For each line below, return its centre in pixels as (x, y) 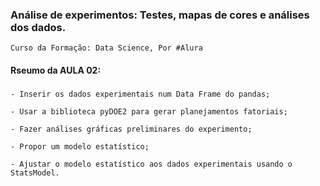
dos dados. (38, 27)
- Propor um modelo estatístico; (80, 146)
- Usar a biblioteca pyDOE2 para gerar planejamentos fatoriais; (149, 111)
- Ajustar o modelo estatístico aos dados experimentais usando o (151, 164)
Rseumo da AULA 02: (56, 70)
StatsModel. (35, 173)
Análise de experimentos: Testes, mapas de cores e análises (160, 15)
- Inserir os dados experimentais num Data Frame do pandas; (140, 94)
